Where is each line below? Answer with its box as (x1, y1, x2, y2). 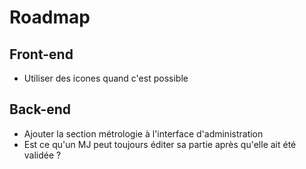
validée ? (23, 149, 62, 161)
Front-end (9, 46, 74, 63)
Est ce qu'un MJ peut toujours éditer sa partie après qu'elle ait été (23, 138, 297, 150)
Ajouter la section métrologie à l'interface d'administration (23, 127, 264, 140)
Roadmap (9, 6, 91, 29)
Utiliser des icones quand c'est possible (23, 72, 189, 84)
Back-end (9, 101, 72, 118)
